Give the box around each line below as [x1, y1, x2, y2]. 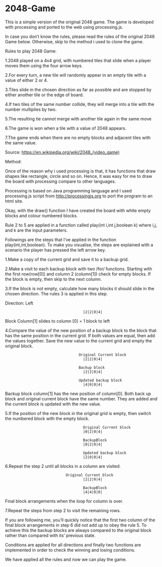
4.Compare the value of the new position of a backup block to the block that [5, 327, 157, 333]
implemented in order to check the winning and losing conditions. [5, 547, 135, 553]
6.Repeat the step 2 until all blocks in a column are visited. [5, 463, 121, 469]
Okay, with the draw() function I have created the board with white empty [5, 207, 151, 213]
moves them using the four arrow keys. [5, 63, 83, 69]
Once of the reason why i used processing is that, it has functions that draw [5, 168, 156, 174]
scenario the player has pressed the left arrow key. [5, 247, 106, 253]
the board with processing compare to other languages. [5, 178, 116, 184]
